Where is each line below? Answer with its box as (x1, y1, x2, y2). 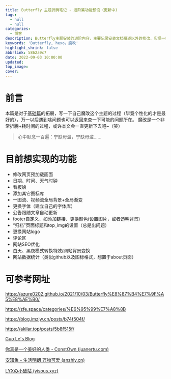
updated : (5, 60, 24, 65)
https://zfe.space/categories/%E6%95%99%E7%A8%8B (5, 306, 126, 312)
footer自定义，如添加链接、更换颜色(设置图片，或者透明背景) (12, 216, 140, 222)
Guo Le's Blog (5, 335, 35, 341)
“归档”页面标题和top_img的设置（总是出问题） (12, 222, 109, 228)
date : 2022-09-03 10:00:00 (5, 54, 63, 60)
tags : (5, 12, 17, 17)
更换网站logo (12, 228, 40, 235)
